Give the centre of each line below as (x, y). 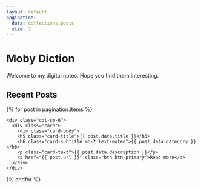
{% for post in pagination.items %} (49, 109)
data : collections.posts (43, 23)
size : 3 (21, 29)
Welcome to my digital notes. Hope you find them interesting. (83, 76)
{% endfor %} (24, 179)
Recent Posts (32, 95)
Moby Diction (41, 59)
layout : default (27, 12)
